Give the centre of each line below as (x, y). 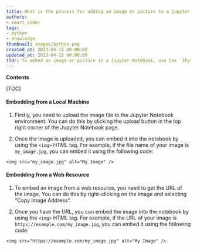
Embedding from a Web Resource (48, 175)
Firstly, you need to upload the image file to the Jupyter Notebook (94, 115)
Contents (18, 77)
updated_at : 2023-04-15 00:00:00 (47, 55)
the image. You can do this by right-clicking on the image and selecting (101, 194)
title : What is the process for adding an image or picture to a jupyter (98, 11)
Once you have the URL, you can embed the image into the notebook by (102, 211)
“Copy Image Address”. (43, 200)
